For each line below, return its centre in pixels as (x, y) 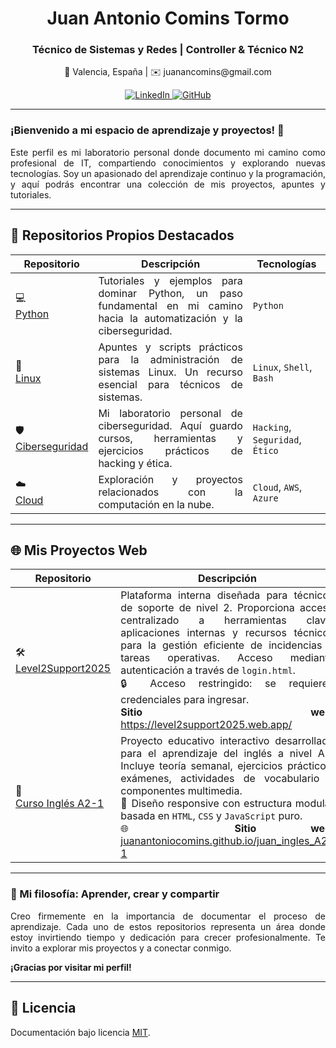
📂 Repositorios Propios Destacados (122, 235)
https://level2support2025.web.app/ (206, 725)
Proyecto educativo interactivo (195, 741)
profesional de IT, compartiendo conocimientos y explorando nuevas (168, 163)
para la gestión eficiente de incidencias (221, 645)
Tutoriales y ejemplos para (170, 280)
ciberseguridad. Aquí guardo (170, 425)
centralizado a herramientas (203, 620)
